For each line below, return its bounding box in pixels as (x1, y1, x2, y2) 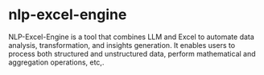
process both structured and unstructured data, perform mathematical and (8, 49, 256, 58)
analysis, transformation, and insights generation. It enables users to (8, 40, 236, 49)
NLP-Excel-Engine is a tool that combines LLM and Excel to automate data (8, 32, 255, 41)
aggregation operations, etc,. (8, 57, 105, 67)
